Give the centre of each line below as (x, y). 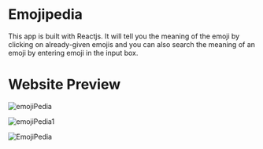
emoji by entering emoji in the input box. (73, 53)
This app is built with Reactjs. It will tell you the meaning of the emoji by (124, 36)
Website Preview (65, 85)
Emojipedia (45, 15)
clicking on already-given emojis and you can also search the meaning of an (132, 44)
